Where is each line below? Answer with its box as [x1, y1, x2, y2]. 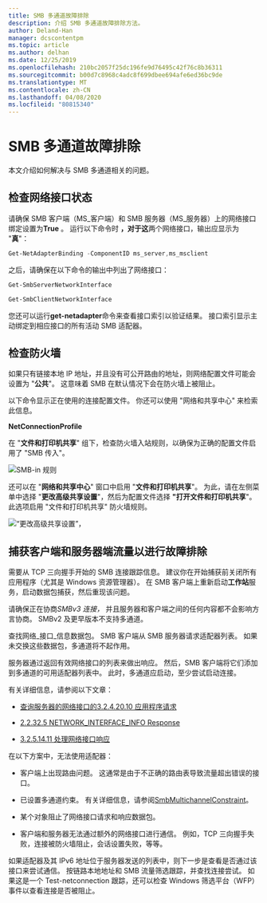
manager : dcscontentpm [8, 34, 84, 42]
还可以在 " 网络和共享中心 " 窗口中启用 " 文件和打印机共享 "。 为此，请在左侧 [8, 482, 253, 491]
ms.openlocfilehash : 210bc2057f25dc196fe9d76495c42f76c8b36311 [8, 64, 223, 72]
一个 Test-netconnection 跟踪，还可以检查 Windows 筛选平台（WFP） [29, 876, 259, 885]
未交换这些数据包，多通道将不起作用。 [8, 641, 134, 651]
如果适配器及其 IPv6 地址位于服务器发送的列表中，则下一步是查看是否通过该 [8, 856, 257, 866]
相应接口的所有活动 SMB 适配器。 [35, 321, 147, 330]
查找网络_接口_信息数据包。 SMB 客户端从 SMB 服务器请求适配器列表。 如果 [8, 631, 258, 641]
